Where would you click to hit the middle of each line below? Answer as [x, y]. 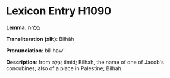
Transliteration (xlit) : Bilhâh [40, 39]
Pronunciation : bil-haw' [36, 50]
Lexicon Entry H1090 [59, 11]
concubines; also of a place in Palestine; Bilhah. [64, 68]
